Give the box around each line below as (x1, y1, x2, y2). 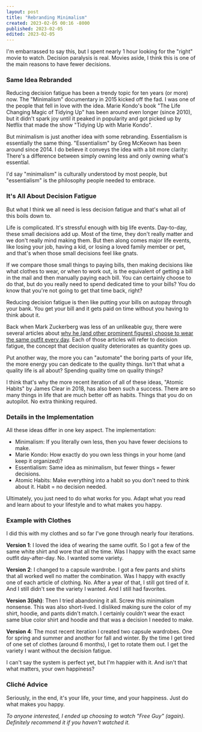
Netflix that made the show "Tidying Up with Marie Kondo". (6, 121, 152, 129)
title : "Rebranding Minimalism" (6, 14, 87, 21)
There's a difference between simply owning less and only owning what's (6, 152, 188, 160)
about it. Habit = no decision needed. (14, 483, 107, 491)
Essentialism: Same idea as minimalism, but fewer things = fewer (14, 464, 176, 471)
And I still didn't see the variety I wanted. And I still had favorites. (6, 585, 167, 593)
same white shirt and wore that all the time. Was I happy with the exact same (6, 548, 196, 555)
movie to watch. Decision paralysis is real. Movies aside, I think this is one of (6, 54, 196, 62)
